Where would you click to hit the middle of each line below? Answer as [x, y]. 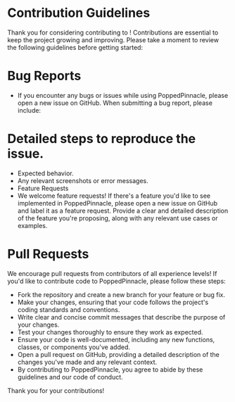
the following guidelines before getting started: [75, 47]
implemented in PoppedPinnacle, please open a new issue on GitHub [118, 203]
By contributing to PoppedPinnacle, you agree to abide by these [110, 369]
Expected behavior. [45, 173]
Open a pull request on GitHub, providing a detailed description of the [119, 354]
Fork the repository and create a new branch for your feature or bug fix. [121, 294]
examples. [32, 225]
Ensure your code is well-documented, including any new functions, [116, 339]
